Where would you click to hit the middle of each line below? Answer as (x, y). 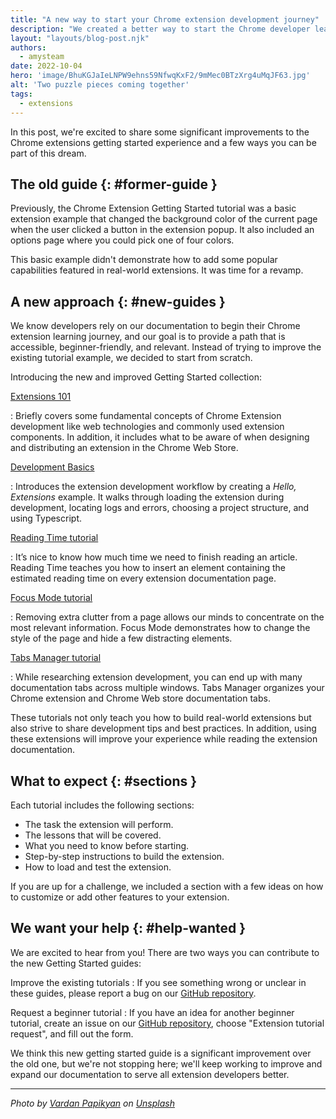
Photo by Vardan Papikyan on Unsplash (92, 1103)
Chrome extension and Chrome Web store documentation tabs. (140, 698)
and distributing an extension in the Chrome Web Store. (124, 448)
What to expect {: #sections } (104, 781)
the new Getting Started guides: (76, 963)
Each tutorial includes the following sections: (102, 805)
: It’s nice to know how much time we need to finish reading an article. (154, 557)
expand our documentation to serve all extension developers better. (150, 1074)
